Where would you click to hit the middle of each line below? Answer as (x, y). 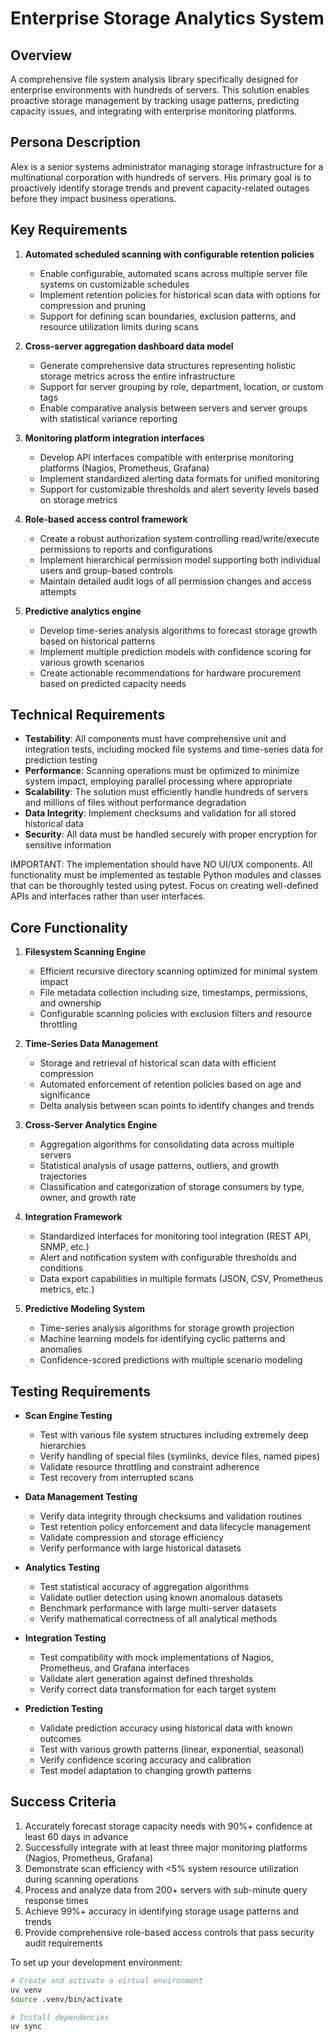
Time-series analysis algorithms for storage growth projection (167, 1328)
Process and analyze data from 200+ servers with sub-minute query (166, 1889)
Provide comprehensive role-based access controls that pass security (169, 1932)
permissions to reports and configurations (126, 549)
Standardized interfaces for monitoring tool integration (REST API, (175, 1236)
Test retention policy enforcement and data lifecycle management (175, 1527)
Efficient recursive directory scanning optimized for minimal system (178, 971)
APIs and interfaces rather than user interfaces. (108, 896)
